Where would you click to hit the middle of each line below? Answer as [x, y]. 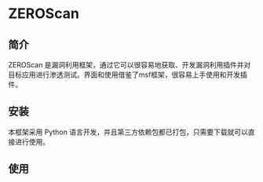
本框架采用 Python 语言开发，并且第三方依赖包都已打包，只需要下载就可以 [128, 132]
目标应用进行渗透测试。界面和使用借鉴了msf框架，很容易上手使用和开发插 [128, 75]
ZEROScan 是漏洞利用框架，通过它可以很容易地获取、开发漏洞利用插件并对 [130, 65]
